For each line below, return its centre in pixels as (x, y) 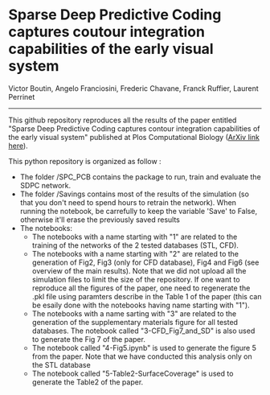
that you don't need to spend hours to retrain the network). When (128, 202)
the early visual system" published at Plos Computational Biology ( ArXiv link (134, 137)
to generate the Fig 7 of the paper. (89, 339)
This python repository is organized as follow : (85, 161)
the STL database (61, 364)
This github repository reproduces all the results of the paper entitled (123, 120)
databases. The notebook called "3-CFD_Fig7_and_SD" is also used (143, 331)
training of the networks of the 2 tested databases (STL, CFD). (135, 245)
